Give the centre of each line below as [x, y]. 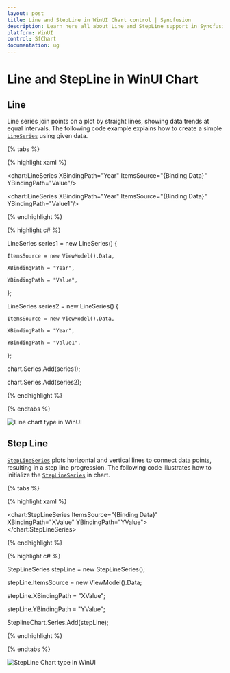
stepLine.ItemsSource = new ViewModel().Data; [75, 582]
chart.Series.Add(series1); [44, 369]
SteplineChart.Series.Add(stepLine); [58, 622]
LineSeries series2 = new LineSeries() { [63, 306]
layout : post [26, 13]
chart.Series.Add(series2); [44, 382]
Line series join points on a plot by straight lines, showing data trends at [108, 121]
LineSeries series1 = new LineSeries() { [62, 243]
